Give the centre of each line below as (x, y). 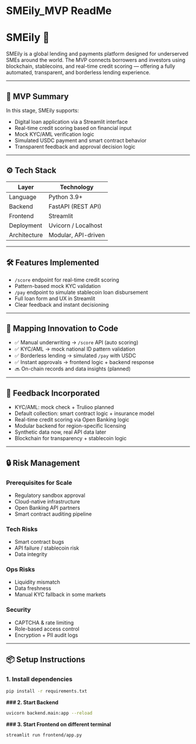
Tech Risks (22, 529)
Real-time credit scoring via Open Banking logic (72, 420)
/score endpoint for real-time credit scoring (67, 280)
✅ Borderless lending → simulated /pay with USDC (75, 356)
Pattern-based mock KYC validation (57, 286)
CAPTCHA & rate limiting (44, 622)
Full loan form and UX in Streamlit (55, 298)
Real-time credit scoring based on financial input (73, 128)
